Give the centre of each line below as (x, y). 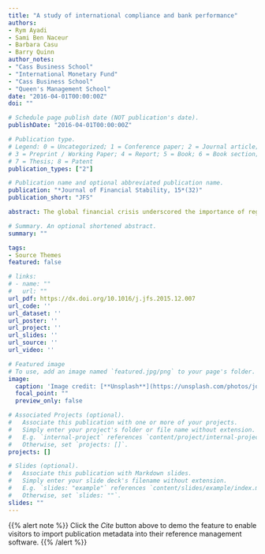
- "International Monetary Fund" (63, 74)
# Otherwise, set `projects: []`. (68, 444)
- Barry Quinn (32, 52)
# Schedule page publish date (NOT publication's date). (104, 118)
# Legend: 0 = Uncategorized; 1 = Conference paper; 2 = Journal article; (134, 147)
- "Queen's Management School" (60, 89)
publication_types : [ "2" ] (50, 169)
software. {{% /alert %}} (48, 542)
